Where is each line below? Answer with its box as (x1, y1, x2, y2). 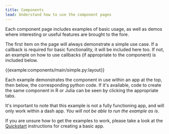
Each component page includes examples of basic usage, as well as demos (5, 26, 162, 32)
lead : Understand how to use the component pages (5, 12, 112, 17)
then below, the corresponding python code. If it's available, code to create (5, 82, 161, 88)
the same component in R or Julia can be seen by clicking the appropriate (5, 87, 159, 93)
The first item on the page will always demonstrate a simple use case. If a (5, 41, 158, 47)
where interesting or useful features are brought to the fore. (5, 31, 129, 37)
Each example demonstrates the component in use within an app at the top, (5, 77, 162, 83)
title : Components (5, 7, 44, 13)
